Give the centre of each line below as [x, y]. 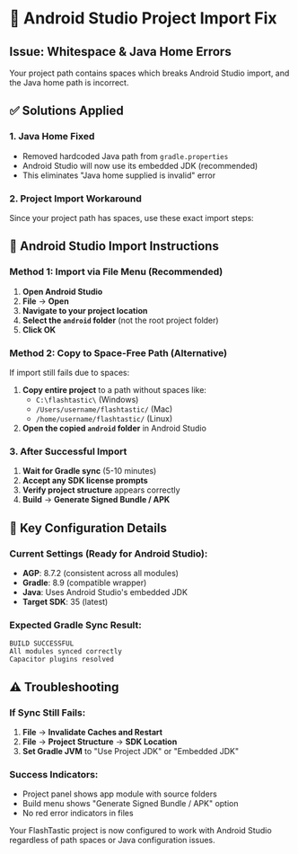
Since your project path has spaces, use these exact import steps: [131, 218]
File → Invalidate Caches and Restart [92, 732]
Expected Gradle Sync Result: [75, 625]
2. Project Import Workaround [75, 199]
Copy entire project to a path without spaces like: [114, 389]
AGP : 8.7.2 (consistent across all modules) [101, 573]
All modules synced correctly [66, 652]
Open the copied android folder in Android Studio [114, 428]
